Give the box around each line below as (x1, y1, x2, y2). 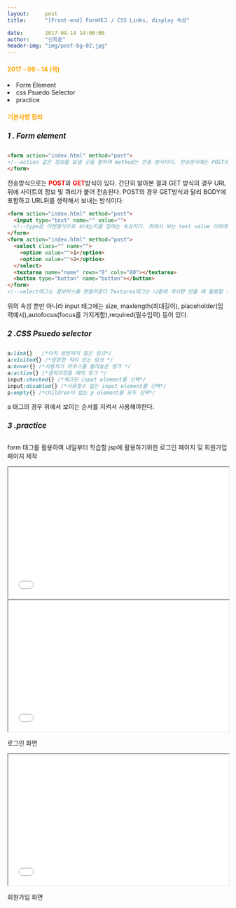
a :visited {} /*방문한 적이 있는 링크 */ (7, 356, 113, 364)
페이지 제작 (7, 452, 38, 460)
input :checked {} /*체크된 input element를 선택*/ (7, 376, 146, 383)
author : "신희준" (7, 36, 67, 43)
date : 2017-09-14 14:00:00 (7, 29, 105, 36)
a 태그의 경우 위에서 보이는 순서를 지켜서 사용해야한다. (7, 403, 155, 411)
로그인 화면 (7, 739, 38, 747)
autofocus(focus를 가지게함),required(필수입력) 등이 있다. (27, 311, 189, 319)
